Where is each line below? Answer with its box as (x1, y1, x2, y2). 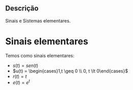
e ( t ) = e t (12, 79, 31, 86)
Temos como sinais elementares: (5, 52, 75, 58)
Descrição (5, 4, 39, 13)
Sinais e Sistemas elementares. (5, 17, 71, 24)
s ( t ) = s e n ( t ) (12, 62, 39, 69)
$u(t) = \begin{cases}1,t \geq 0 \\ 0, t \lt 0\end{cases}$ (12, 67, 128, 74)
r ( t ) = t (12, 73, 27, 79)
